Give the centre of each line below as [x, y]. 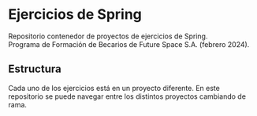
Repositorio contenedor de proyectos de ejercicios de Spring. [108, 36]
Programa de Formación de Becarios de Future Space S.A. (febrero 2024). [129, 44]
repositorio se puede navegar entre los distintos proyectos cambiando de [127, 96]
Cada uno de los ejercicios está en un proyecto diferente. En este [114, 88]
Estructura [35, 69]
